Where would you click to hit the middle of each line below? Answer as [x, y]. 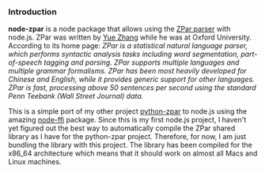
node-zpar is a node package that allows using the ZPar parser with [119, 29]
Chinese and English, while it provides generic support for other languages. [131, 79]
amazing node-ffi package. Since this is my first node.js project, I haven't [127, 120]
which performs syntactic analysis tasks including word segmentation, [124, 55]
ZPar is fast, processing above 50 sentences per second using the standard [132, 88]
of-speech [25, 62]
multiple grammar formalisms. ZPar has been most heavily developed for [127, 71]
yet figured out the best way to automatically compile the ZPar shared [122, 128]
